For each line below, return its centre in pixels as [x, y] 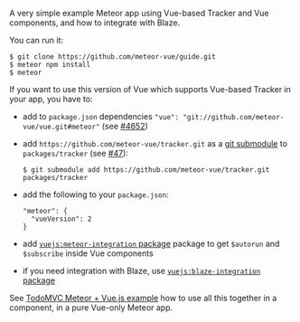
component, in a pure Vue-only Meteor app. [91, 308]
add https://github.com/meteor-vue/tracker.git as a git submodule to [155, 143]
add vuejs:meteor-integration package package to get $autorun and [151, 244]
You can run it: [37, 40]
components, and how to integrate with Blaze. [95, 23]
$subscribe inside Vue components [88, 253]
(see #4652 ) [125, 126]
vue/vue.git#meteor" [61, 127]
